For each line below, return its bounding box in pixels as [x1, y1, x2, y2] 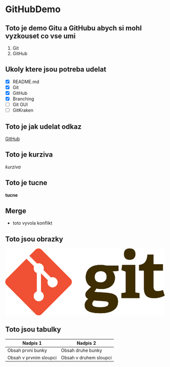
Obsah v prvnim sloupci [7, 354, 57, 360]
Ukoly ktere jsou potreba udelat [5, 65, 106, 74]
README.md [12, 79, 39, 85]
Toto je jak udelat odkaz [5, 122, 82, 131]
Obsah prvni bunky [7, 347, 47, 353]
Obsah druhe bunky [61, 347, 102, 353]
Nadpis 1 [22, 340, 42, 346]
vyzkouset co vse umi [5, 31, 76, 40]
